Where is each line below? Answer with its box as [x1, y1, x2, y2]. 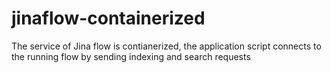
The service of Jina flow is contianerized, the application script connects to [11, 40, 322, 52]
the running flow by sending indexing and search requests [11, 50, 251, 62]
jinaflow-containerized [11, 7, 206, 30]
